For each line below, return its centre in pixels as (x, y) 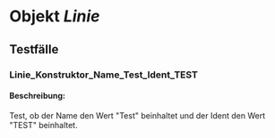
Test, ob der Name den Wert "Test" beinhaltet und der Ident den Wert (137, 115)
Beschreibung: (37, 96)
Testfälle (34, 49)
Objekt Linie (55, 16)
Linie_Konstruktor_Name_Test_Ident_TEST (104, 75)
